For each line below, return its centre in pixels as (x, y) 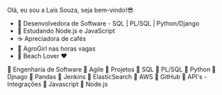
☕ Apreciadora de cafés (52, 38)
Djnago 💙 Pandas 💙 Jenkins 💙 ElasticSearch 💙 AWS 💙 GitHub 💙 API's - (107, 77)
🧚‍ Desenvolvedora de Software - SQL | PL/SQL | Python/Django (108, 23)
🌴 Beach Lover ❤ (42, 56)
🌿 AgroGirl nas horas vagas (56, 49)
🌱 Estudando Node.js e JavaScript (66, 31)
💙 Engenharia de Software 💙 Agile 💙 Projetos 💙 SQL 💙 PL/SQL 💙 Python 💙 (112, 69)
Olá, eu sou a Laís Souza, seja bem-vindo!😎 (70, 10)
